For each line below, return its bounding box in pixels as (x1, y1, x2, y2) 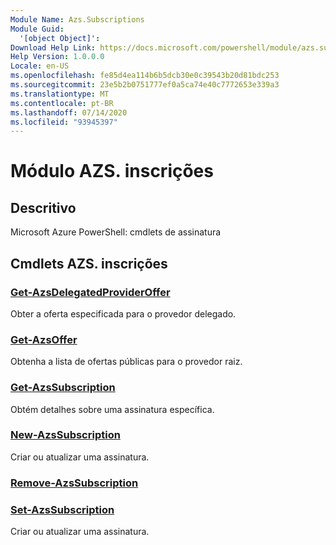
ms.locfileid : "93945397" (10, 117, 118, 127)
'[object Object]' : (19, 33, 101, 43)
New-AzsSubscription (10, 428, 121, 442)
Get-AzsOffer (10, 332, 78, 346)
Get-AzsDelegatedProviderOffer (10, 285, 171, 299)
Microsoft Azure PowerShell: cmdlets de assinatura (10, 226, 222, 238)
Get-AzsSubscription (10, 381, 116, 395)
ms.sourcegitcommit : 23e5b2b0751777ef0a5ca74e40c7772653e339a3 (10, 80, 280, 90)
